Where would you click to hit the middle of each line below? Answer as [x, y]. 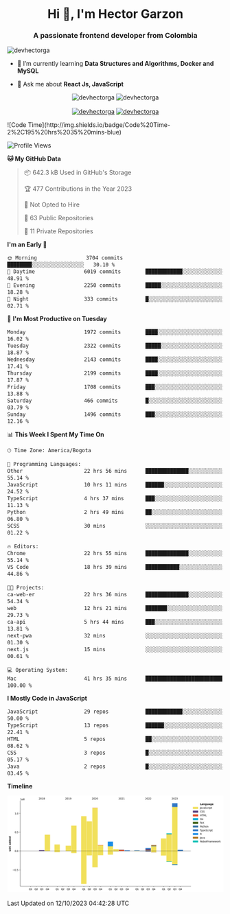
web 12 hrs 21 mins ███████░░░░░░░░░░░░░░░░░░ [115, 609]
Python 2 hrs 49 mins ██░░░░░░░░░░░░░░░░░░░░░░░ [115, 513]
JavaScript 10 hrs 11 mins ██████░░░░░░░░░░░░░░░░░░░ [115, 485]
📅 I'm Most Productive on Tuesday [57, 319]
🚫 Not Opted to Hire [52, 204]
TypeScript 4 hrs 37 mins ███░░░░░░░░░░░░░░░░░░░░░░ [115, 499]
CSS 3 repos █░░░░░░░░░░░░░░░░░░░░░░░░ [115, 753]
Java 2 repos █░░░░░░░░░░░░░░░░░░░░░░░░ [115, 767]
